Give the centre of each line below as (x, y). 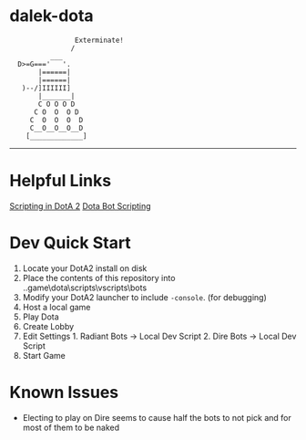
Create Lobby (48, 326)
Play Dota (41, 317)
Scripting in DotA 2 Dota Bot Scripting (81, 205)
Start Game (44, 355)
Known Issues (64, 393)
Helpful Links (61, 181)
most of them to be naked (71, 427)
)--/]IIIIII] (46, 88)
